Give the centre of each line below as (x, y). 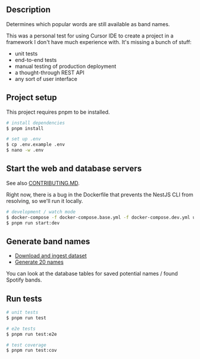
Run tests (24, 299)
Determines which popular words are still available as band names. (88, 24)
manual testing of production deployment (65, 66)
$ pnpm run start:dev (33, 223)
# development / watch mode (41, 212)
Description (28, 10)
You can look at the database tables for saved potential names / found (92, 274)
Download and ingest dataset (51, 256)
